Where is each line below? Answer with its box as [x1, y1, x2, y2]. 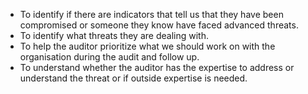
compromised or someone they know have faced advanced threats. [19, 19, 299, 31]
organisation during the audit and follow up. [19, 51, 200, 63]
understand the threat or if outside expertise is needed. [19, 72, 248, 84]
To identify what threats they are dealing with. [19, 30, 209, 41]
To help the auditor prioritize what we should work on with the [19, 40, 276, 52]
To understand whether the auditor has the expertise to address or [19, 62, 295, 73]
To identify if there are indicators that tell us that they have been [19, 9, 284, 20]
